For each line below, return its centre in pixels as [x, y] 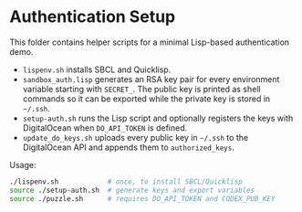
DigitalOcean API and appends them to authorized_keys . [128, 147]
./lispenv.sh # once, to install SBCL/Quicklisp [126, 181]
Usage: [23, 164]
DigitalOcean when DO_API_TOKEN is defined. [105, 127]
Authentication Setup [93, 17]
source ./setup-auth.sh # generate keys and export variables [132, 190]
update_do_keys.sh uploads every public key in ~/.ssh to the [135, 137]
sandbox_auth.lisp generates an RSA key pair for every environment [151, 79]
